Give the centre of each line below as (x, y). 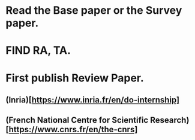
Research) (170, 120)
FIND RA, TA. (38, 51)
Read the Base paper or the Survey (94, 10)
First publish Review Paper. (75, 78)
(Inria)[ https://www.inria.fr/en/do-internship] (93, 100)
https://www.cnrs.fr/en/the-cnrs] (73, 130)
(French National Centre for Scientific (77, 120)
